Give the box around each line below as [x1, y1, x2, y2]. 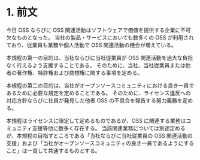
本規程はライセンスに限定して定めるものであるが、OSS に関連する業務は [6, 117, 186, 124]
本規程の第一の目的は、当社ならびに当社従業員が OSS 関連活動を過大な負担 [6, 54, 193, 61]
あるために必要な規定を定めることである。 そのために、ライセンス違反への [6, 89, 191, 96]
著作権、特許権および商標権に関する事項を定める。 [16, 69, 143, 76]
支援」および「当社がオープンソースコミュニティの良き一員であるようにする [6, 139, 195, 147]
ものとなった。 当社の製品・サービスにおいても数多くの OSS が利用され [16, 34, 194, 41]
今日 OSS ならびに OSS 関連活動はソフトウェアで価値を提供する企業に [6, 26, 181, 34]
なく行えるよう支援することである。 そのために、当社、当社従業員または [6, 61, 186, 69]
